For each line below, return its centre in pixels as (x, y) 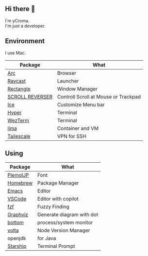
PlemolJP (18, 175)
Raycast (16, 81)
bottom (16, 222)
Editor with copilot (58, 199)
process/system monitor (65, 222)
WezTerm (18, 120)
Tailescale (19, 136)
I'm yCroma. (17, 20)
